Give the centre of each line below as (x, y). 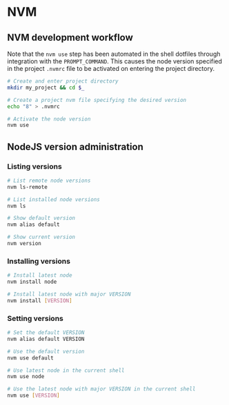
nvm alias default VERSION (46, 339)
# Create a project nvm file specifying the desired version (97, 100)
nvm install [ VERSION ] (40, 300)
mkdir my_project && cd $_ (46, 87)
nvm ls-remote (28, 187)
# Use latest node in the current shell (66, 370)
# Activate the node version (49, 119)
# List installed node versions (53, 199)
